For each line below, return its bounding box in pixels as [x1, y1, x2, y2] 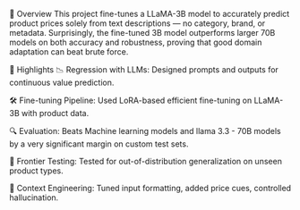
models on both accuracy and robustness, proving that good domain [9, 37, 262, 47]
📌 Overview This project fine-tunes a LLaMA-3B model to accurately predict [9, 9, 290, 19]
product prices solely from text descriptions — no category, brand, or [9, 18, 266, 29]
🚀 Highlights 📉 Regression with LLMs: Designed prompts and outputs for [9, 64, 279, 75]
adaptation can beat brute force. [9, 46, 129, 57]
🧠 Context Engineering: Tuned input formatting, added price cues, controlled [9, 183, 292, 193]
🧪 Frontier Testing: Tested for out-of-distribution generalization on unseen [9, 156, 282, 166]
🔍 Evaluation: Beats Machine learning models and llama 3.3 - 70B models [9, 126, 281, 136]
